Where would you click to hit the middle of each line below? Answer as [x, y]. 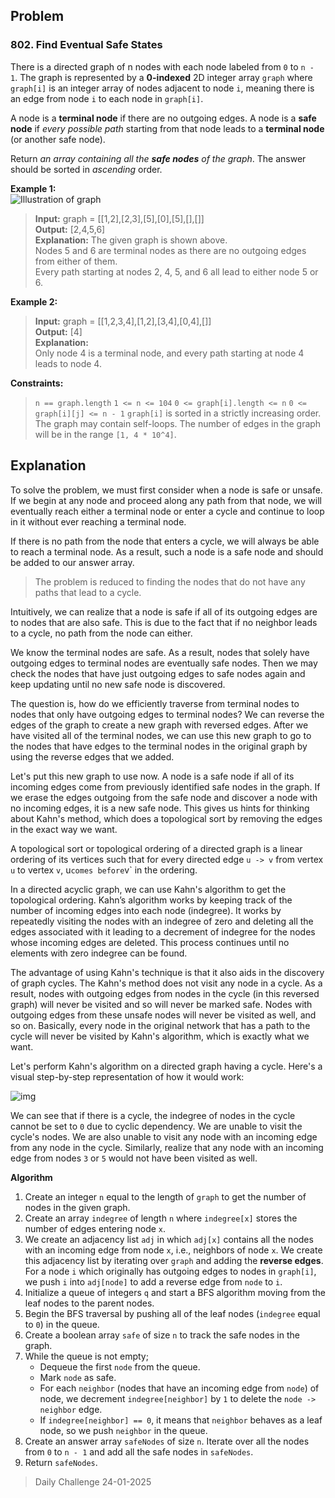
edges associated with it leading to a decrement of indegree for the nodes [163, 931]
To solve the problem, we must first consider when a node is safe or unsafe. [166, 490]
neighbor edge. [71, 1409]
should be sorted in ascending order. [86, 169]
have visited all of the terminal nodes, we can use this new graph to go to [161, 735]
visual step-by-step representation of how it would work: [127, 1076]
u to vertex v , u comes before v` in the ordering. [104, 870]
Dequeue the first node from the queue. [120, 1366]
